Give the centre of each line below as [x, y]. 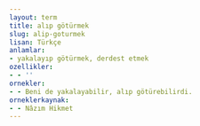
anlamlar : [28, 51]
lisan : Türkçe [36, 42]
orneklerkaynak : [39, 100]
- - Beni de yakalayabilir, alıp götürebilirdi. [101, 91]
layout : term [33, 17]
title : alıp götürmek [49, 26]
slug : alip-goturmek [48, 34]
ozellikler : [31, 67]
